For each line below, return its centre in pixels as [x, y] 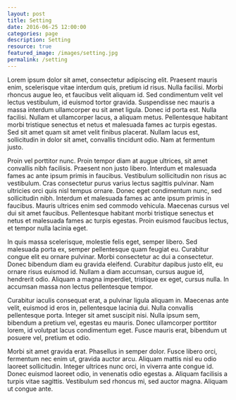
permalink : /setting [38, 60]
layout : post [26, 14]
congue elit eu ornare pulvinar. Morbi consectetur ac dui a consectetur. [110, 256]
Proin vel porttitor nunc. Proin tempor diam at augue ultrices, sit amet [107, 161]
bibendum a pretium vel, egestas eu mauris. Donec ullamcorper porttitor [112, 323]
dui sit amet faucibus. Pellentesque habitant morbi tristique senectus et [111, 213]
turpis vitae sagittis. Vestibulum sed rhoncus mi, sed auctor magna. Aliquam [118, 381]
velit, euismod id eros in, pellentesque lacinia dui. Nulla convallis [100, 308]
